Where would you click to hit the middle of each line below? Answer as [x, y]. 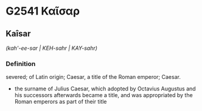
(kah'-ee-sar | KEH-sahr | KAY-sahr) [52, 48]
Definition [21, 64]
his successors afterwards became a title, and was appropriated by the [103, 95]
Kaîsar [18, 34]
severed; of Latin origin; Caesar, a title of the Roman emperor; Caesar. [93, 77]
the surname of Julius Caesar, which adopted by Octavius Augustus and [105, 89]
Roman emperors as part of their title [61, 102]
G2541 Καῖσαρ [43, 11]
